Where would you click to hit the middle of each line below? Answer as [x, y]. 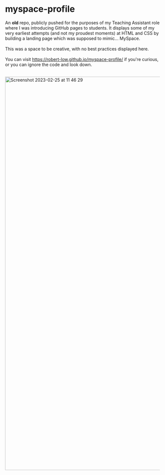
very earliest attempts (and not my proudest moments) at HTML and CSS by [82, 33]
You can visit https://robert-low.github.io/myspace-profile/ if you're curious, [82, 59]
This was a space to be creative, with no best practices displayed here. [77, 49]
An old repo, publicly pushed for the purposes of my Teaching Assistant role [82, 23]
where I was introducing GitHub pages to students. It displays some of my [80, 28]
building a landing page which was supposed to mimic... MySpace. [73, 38]
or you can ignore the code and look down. [49, 64]
